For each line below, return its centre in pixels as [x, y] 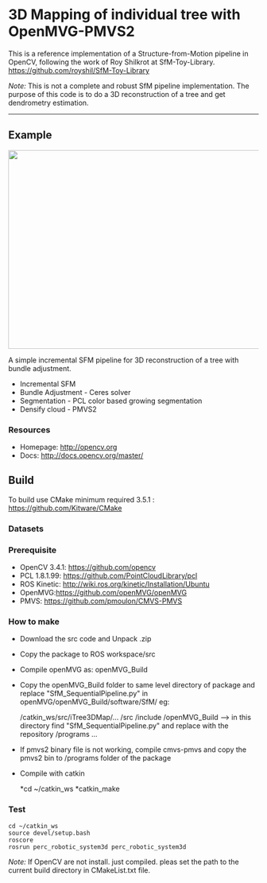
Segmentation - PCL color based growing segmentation [111, 401]
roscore [21, 840]
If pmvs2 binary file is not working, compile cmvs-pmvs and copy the [133, 749]
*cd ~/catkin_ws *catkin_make [70, 789]
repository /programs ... [58, 734]
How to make [34, 622]
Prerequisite [33, 550]
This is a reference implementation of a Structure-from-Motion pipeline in [128, 53]
